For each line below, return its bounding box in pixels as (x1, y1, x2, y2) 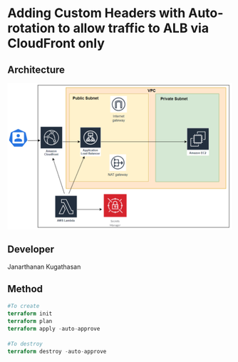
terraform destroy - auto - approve (7, 348, 107, 355)
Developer (7, 244, 55, 256)
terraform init (7, 310, 53, 318)
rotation (7, 20, 56, 36)
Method (7, 283, 43, 295)
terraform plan (7, 318, 53, 325)
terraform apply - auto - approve (7, 326, 100, 333)
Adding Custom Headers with (7, 5, 186, 21)
